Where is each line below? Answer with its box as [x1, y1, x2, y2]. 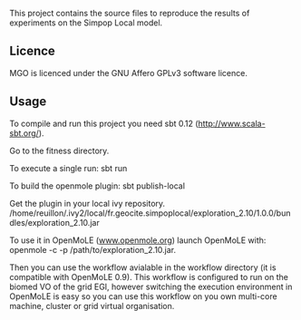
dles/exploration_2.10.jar [9, 217, 100, 228]
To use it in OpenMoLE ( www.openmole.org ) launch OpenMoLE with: [9, 235, 267, 246]
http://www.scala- [198, 118, 266, 129]
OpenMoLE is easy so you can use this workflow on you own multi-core [9, 290, 278, 302]
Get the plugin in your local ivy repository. [9, 198, 166, 208]
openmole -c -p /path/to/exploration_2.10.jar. [9, 244, 177, 255]
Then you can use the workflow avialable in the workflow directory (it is [9, 262, 277, 273]
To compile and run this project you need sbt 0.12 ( [9, 118, 199, 129]
